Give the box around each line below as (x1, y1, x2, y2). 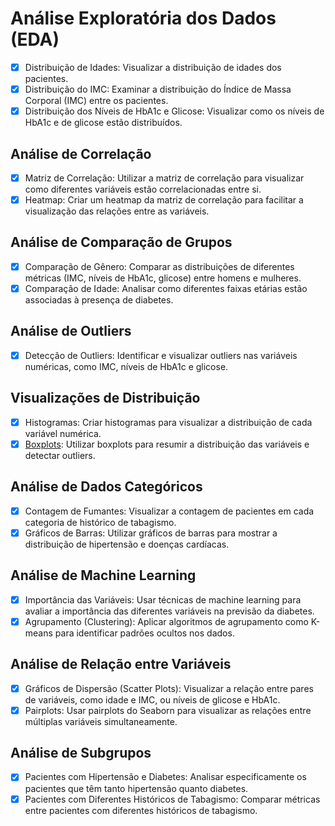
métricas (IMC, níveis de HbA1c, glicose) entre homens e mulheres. (24, 272, 302, 284)
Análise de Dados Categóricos (10, 478, 203, 496)
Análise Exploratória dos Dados (10, 7, 277, 30)
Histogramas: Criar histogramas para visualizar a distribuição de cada (24, 416, 313, 428)
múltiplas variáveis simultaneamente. (24, 715, 178, 727)
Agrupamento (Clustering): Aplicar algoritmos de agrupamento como (24, 615, 309, 627)
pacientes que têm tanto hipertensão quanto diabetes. (24, 782, 249, 794)
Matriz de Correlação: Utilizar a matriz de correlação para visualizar (24, 172, 305, 184)
